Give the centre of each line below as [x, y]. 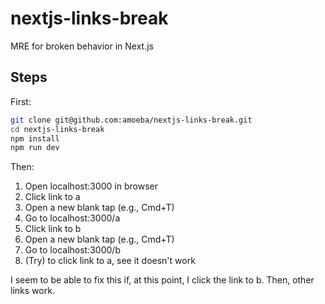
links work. [32, 291]
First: [21, 101]
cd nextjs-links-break [57, 129]
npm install [35, 138]
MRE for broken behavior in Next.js [82, 46]
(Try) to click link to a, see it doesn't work [110, 261]
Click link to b [53, 229]
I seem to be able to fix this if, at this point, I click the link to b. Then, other [162, 280]
